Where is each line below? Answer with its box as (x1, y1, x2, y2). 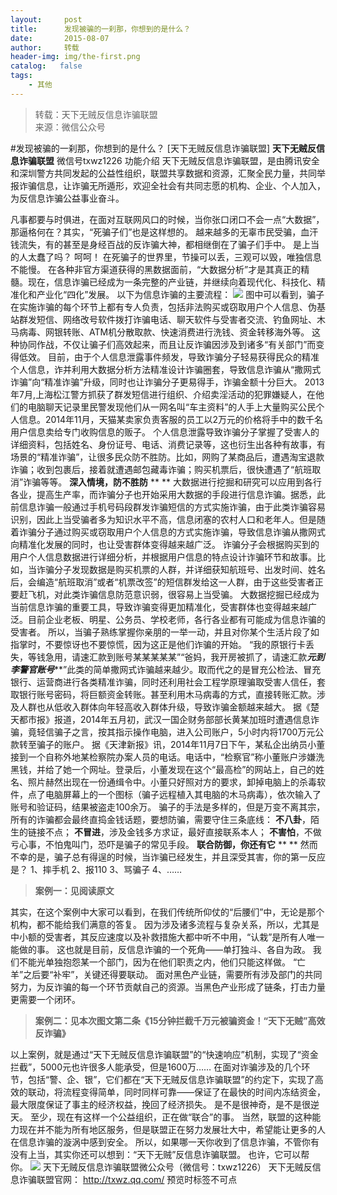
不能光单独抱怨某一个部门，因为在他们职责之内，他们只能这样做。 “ (18, 956, 298, 968)
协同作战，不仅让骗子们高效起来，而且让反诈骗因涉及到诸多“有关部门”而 (18, 338, 317, 350)
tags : (10, 71, 33, 81)
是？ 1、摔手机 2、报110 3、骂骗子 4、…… (10, 863, 183, 875)
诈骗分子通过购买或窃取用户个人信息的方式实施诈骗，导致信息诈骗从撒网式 (18, 526, 326, 538)
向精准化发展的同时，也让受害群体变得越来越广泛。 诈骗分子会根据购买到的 (10, 538, 320, 550)
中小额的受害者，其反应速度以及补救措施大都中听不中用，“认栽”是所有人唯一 (10, 931, 325, 943)
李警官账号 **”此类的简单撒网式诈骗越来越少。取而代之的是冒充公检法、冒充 (10, 663, 322, 675)
